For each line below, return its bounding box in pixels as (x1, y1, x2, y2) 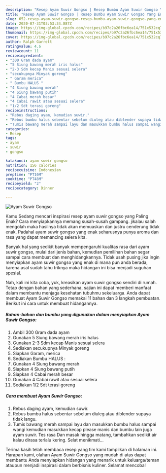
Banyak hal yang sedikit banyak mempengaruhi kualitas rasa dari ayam (5, 244, 150, 250)
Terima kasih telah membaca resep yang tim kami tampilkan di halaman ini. (5, 446, 158, 452)
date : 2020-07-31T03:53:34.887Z (5, 21, 72, 26)
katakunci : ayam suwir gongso (5, 158, 68, 163)
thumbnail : (5, 30, 28, 35)
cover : (5, 35, 19, 40)
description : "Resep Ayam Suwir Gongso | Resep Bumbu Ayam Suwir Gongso (5, 7, 158, 12)
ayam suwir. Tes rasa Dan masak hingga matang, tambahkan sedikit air (12, 432, 157, 437)
